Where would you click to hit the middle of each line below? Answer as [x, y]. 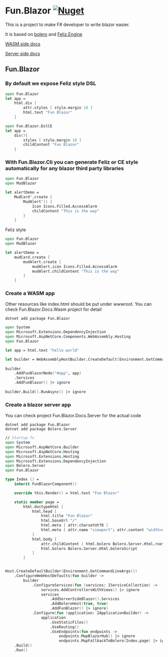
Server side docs [23, 53]
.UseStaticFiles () [69, 622]
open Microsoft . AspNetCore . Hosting [42, 452]
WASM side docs [23, 44]
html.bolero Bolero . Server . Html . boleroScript [89, 549]
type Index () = [22, 480]
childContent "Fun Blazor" [51, 145]
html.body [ [44, 539]
